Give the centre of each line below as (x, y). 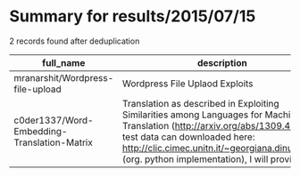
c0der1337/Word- (54, 120)
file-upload (38, 89)
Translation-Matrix (54, 142)
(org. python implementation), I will (195, 159)
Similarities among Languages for (192, 115)
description (222, 62)
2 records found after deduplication (75, 41)
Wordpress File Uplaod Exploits (187, 84)
